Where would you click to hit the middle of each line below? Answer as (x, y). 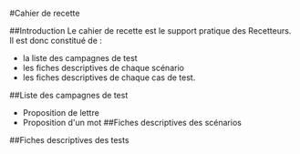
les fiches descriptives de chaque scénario (103, 68)
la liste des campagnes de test (80, 58)
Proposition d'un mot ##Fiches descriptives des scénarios (132, 123)
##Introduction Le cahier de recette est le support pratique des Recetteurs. (150, 31)
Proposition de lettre (61, 113)
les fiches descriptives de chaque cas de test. (109, 77)
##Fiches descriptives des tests (69, 140)
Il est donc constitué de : (56, 41)
